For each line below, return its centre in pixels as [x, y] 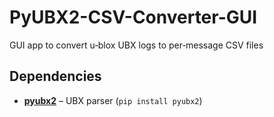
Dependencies [55, 76]
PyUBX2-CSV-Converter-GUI [133, 17]
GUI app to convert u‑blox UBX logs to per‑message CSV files [136, 45]
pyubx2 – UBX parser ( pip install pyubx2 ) [113, 100]
